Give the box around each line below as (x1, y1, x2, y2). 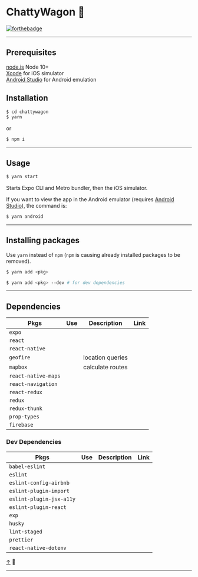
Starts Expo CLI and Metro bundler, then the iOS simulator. (6, 185, 148, 191)
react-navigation (9, 381, 58, 388)
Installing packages (6, 236, 80, 246)
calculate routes (83, 363, 128, 372)
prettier (9, 536, 34, 543)
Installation (6, 93, 48, 103)
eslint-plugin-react (9, 504, 67, 511)
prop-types (9, 414, 39, 420)
